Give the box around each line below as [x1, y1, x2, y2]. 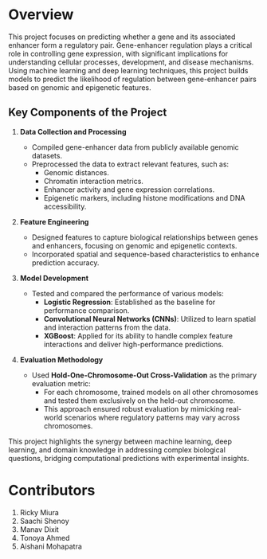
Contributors [8, 481, 96, 499]
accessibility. [43, 201, 87, 211]
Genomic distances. [43, 167, 109, 177]
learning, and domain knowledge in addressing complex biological [8, 444, 226, 455]
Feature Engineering [19, 217, 89, 226]
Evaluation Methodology [19, 354, 104, 364]
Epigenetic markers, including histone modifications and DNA [43, 193, 245, 202]
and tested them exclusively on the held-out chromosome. [43, 396, 236, 405]
